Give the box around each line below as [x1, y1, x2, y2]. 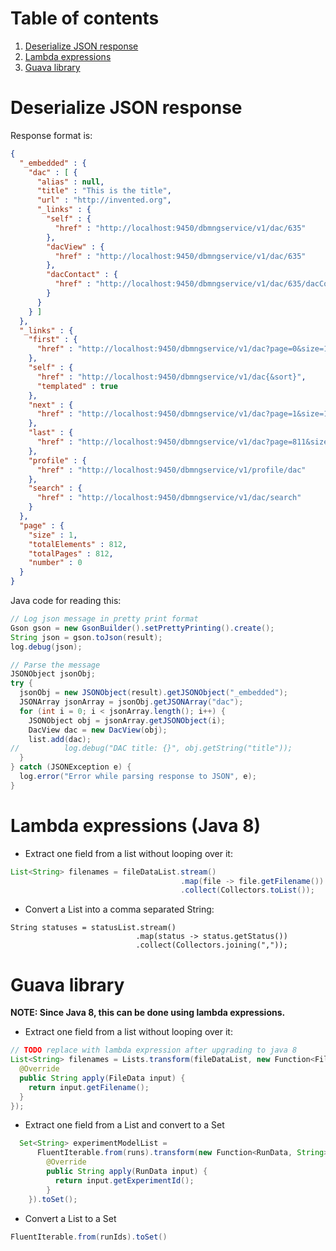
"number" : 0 [28, 558, 83, 568]
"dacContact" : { [46, 270, 118, 280]
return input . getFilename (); [28, 1082, 150, 1092]
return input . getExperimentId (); [54, 1175, 195, 1186]
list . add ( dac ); [28, 734, 92, 744]
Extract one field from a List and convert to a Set [24, 1119, 225, 1131]
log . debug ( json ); [10, 642, 83, 652]
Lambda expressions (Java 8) [10, 814, 261, 837]
